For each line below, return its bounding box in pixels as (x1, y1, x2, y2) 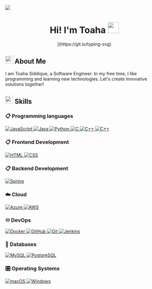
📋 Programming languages (5, 113, 74, 120)
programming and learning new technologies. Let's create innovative (5, 76, 147, 82)
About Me (14, 57, 46, 66)
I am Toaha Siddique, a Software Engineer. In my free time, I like (5, 70, 137, 76)
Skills (14, 97, 32, 106)
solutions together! (5, 81, 44, 87)
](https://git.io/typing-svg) (57, 41, 111, 47)
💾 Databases (5, 241, 37, 248)
